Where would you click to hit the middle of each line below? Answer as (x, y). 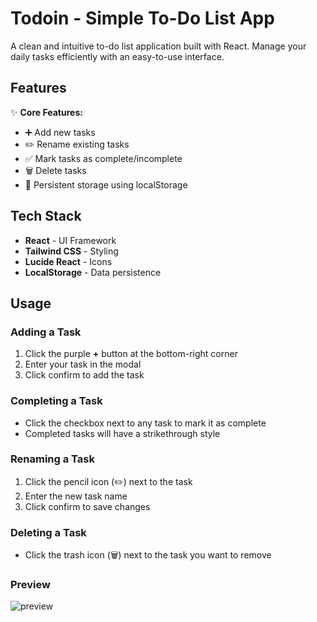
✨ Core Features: (46, 112)
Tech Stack (46, 216)
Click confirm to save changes (87, 506)
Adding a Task (46, 332)
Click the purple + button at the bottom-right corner (131, 354)
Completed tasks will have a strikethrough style (122, 433)
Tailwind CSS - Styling (71, 251)
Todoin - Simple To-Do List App (142, 18)
